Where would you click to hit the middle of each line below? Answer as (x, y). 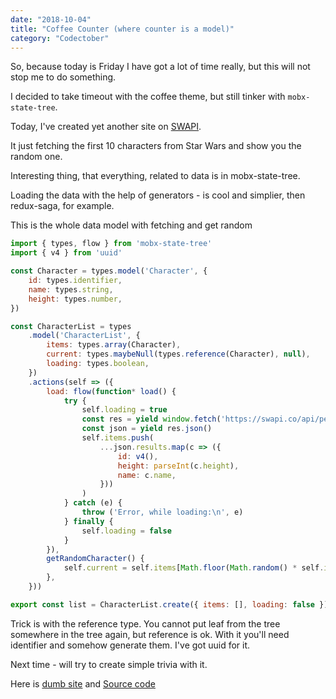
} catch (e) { (93, 503)
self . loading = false (126, 531)
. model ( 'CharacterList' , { (84, 336)
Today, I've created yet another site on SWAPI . (106, 127)
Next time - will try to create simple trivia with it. (109, 664)
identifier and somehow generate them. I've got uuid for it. (130, 645)
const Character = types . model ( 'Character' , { (109, 271)
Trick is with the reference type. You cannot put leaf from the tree (145, 623)
